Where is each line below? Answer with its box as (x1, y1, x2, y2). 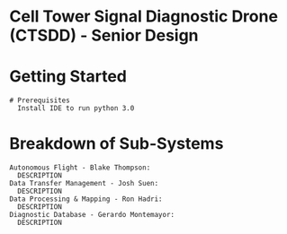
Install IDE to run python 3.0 (17, 104, 135, 113)
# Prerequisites (9, 96, 70, 105)
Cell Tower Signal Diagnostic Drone (9, 6, 279, 27)
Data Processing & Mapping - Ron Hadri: (9, 195, 164, 204)
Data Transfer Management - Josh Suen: (9, 179, 159, 188)
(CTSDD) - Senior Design (9, 25, 200, 46)
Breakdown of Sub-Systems (9, 134, 224, 154)
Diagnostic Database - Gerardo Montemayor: (9, 211, 175, 220)
